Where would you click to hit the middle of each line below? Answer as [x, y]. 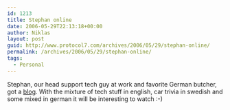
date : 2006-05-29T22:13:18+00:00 [55, 26]
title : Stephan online [39, 20]
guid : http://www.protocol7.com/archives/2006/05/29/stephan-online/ [109, 45]
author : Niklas [29, 33]
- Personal [29, 65]
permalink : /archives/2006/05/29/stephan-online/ [80, 52]
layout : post [26, 39]
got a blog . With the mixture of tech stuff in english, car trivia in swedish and [115, 91]
